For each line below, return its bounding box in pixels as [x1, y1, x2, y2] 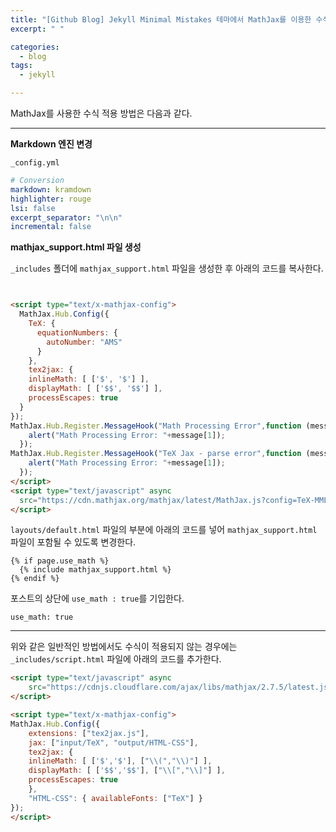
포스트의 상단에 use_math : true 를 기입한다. [10, 592, 185, 605]
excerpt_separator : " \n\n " [10, 212, 123, 223]
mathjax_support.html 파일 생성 [10, 241, 142, 253]
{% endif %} [10, 574, 60, 584]
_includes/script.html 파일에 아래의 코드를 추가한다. [10, 653, 222, 665]
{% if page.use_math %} [10, 556, 110, 566]
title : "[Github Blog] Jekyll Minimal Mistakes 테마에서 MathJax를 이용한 [10, 14, 312, 25]
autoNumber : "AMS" [46, 337, 123, 347]
